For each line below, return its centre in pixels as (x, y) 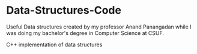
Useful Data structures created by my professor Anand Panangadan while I (99, 27)
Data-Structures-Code (64, 10)
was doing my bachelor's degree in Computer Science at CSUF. (85, 33)
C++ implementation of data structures (54, 45)
